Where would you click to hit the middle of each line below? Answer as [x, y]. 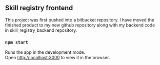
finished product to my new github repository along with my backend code [80, 25]
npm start [17, 42]
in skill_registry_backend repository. [41, 30]
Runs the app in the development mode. [45, 52]
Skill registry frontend [39, 8]
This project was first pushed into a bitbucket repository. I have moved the [80, 20]
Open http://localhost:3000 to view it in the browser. [58, 58]
